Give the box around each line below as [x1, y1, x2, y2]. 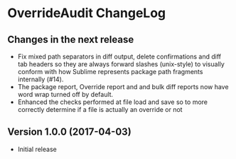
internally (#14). [17, 75, 64, 83]
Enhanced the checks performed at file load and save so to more [17, 98, 208, 106]
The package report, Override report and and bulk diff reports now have [17, 83, 229, 91]
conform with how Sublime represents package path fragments [17, 68, 203, 76]
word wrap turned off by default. [17, 91, 114, 98]
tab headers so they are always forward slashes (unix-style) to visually [17, 60, 225, 68]
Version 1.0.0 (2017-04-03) [7, 126, 132, 138]
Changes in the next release [7, 34, 134, 46]
